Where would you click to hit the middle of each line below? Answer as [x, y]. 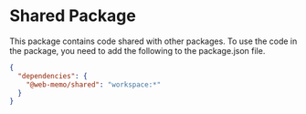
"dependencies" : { [53, 76]
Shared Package [73, 16]
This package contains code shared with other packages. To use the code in [153, 41]
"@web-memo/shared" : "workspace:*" [94, 84]
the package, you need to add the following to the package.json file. [137, 50]
